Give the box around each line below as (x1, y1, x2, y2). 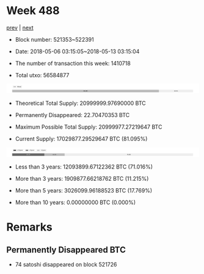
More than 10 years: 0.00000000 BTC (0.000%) (15, 199, 136, 206)
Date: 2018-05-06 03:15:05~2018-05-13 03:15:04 (15, 47, 140, 55)
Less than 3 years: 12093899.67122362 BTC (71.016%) (15, 163, 153, 170)
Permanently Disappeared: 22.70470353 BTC (15, 112, 130, 119)
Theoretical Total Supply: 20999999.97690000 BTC (15, 99, 147, 107)
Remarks (6, 220, 53, 234)
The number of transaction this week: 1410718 (15, 59, 131, 67)
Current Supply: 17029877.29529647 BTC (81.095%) (15, 135, 148, 143)
